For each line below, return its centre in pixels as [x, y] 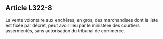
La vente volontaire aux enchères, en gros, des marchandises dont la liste [82, 20]
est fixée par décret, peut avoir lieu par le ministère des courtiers [73, 25]
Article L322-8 [29, 8]
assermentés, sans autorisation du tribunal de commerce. [65, 31]
